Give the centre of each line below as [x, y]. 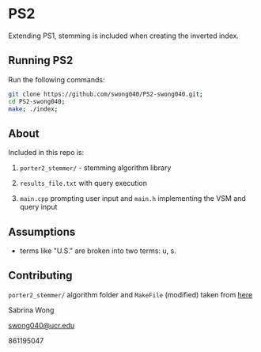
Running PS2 [41, 61]
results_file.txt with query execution [83, 184]
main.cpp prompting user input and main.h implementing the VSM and [133, 199]
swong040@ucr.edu [42, 325]
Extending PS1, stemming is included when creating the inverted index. [124, 36]
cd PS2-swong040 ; [37, 101]
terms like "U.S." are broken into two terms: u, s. [98, 251]
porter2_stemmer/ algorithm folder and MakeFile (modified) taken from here [130, 294]
